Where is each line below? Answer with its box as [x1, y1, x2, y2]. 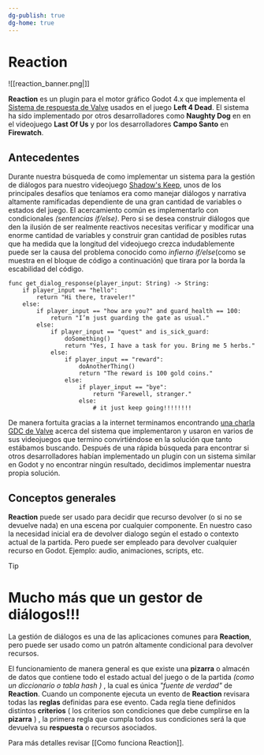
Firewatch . [8, 128, 44, 138]
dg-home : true [8, 19, 55, 27]
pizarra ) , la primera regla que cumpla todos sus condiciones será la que [8, 715, 247, 723]
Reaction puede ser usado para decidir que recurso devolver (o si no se [8, 512, 243, 522]
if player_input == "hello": [22, 286, 118, 295]
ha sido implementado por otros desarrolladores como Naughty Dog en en [8, 111, 251, 121]
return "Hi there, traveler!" [36, 293, 136, 301]
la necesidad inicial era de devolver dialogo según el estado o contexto [8, 529, 239, 538]
